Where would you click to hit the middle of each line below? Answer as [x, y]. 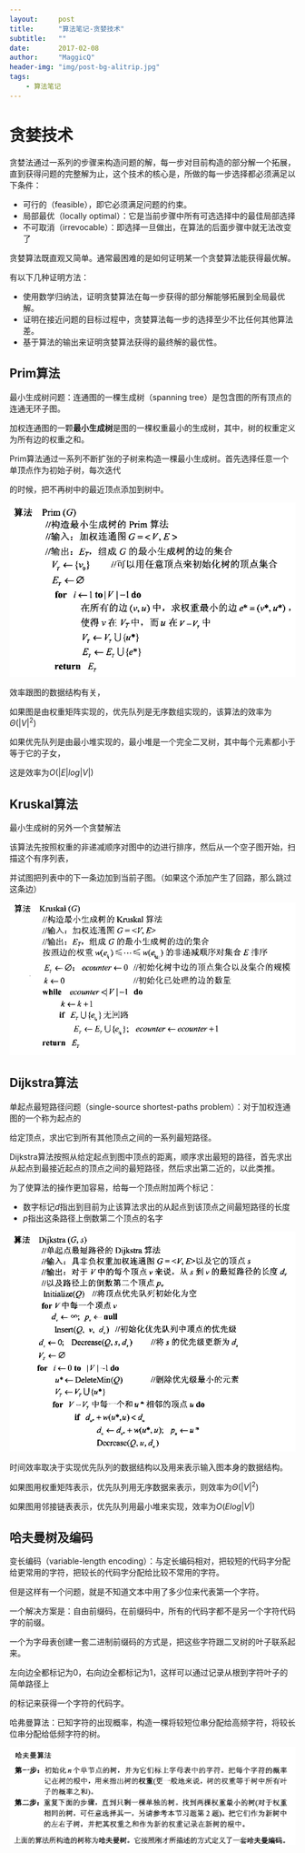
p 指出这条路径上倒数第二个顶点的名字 [93, 1218]
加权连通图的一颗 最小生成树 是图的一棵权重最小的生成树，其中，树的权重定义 [152, 428]
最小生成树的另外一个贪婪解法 [65, 827]
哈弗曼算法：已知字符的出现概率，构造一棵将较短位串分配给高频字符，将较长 [152, 1723]
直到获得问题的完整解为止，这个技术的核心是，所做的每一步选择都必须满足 [148, 174]
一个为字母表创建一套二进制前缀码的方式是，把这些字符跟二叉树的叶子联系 [148, 1642]
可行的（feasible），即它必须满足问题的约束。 [107, 204]
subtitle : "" [38, 38]
